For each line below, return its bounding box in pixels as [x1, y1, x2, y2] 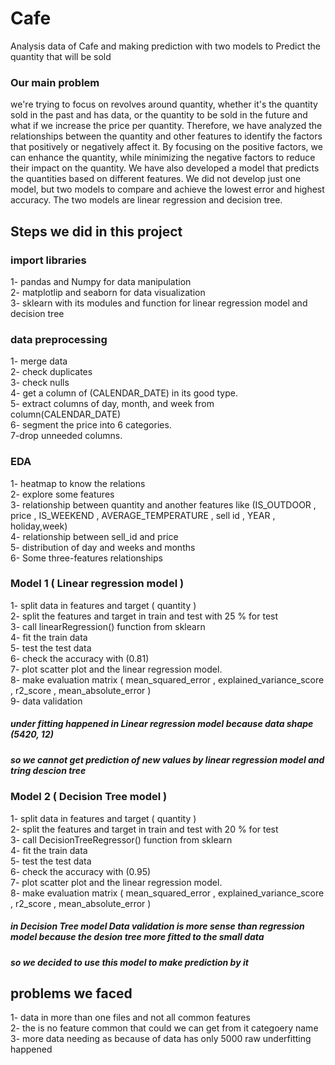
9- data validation [10, 695, 83, 707]
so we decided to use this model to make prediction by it [10, 956, 249, 968]
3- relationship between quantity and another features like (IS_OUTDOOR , [10, 498, 317, 511]
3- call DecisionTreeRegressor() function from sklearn [10, 833, 233, 846]
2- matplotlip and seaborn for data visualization [10, 286, 206, 298]
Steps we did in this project [10, 223, 183, 240]
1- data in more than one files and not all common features [10, 1012, 251, 1024]
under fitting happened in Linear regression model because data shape [10, 718, 314, 730]
